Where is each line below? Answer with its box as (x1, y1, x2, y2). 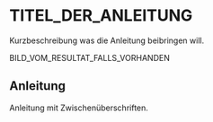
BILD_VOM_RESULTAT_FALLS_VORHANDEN (9, 52, 171, 63)
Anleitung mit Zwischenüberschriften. (9, 102, 148, 113)
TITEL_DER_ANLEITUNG (9, 5, 193, 26)
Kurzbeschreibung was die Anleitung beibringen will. (9, 35, 205, 46)
